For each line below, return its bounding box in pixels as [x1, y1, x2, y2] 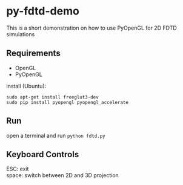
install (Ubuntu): [6, 82, 47, 89]
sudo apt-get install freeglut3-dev [6, 94, 99, 100]
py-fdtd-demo [6, 4, 80, 18]
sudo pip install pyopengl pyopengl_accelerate [6, 99, 129, 105]
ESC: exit [6, 165, 29, 173]
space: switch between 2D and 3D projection [6, 172, 119, 179]
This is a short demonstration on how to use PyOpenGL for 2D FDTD [6, 24, 177, 31]
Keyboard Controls [6, 149, 79, 160]
